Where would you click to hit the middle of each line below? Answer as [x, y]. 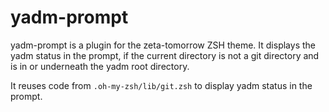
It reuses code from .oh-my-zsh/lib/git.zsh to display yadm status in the [161, 85]
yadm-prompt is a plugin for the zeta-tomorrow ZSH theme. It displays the [163, 45]
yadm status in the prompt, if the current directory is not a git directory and [165, 55]
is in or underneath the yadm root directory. [100, 66]
